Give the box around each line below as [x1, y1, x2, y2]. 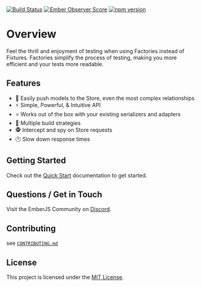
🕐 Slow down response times [15, 135, 90, 143]
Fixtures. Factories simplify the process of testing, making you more [6, 54, 177, 61]
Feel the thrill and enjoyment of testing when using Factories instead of [6, 47, 185, 54]
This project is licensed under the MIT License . [6, 274, 124, 281]
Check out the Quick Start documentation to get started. [6, 171, 147, 179]
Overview [6, 28, 57, 41]
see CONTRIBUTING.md [6, 239, 58, 247]
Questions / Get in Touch [6, 189, 102, 199]
